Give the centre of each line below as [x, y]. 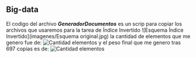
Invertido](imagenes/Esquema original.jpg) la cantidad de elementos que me [98, 36]
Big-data [23, 10]
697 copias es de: [27, 49]
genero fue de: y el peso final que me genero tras [94, 42]
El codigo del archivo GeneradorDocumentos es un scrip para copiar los [94, 23]
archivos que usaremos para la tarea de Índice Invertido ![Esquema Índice [95, 30]
